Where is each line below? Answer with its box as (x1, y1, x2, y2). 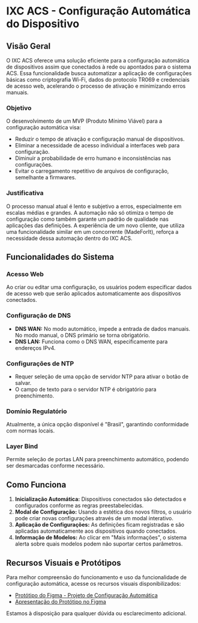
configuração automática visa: (6, 124, 82, 131)
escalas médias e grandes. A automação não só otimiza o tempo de (6, 209, 174, 216)
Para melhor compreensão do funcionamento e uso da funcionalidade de (6, 574, 187, 581)
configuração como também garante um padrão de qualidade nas (6, 215, 169, 222)
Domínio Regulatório (6, 407, 67, 416)
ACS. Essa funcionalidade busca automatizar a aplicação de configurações (6, 70, 192, 76)
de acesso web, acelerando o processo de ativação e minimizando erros (6, 82, 186, 90)
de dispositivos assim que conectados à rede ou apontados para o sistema (6, 63, 191, 70)
